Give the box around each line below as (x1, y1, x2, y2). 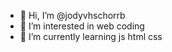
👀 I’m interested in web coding (19, 20, 145, 32)
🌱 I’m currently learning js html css (19, 31, 163, 42)
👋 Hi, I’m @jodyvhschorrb (19, 10, 126, 21)
